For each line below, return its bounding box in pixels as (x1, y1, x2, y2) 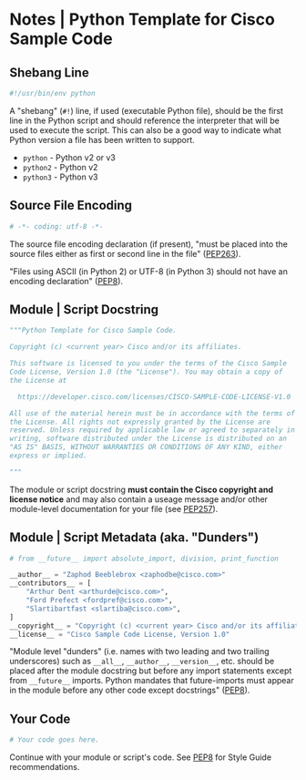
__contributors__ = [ (9, 579, 92, 588)
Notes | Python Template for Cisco (9, 9, 275, 30)
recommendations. (9, 762, 80, 773)
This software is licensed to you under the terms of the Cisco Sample (9, 359, 287, 368)
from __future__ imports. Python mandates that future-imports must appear (9, 675, 294, 686)
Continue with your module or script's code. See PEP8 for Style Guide (9, 752, 271, 763)
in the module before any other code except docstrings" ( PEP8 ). (9, 684, 250, 696)
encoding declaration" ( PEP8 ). (9, 275, 124, 286)
